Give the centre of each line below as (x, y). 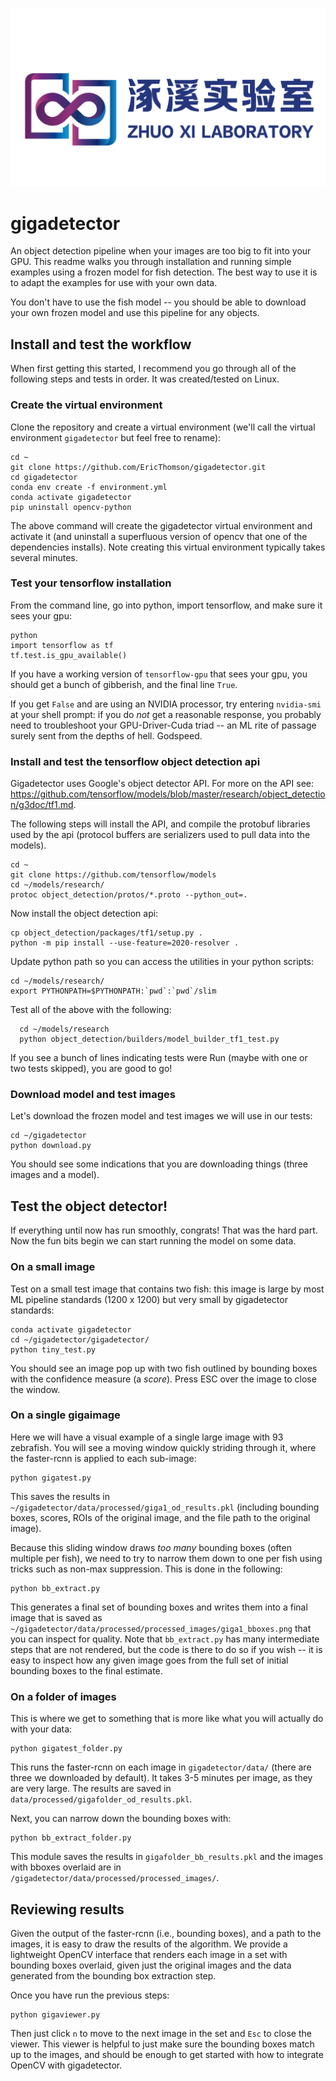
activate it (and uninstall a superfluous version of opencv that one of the (159, 536)
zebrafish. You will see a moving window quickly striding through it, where (163, 1447)
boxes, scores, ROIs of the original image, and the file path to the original (160, 1517)
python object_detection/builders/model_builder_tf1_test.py (149, 1039)
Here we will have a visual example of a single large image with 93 (147, 1437)
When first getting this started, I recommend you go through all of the (153, 369)
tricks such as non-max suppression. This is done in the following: (146, 1569)
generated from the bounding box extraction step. (113, 1975)
